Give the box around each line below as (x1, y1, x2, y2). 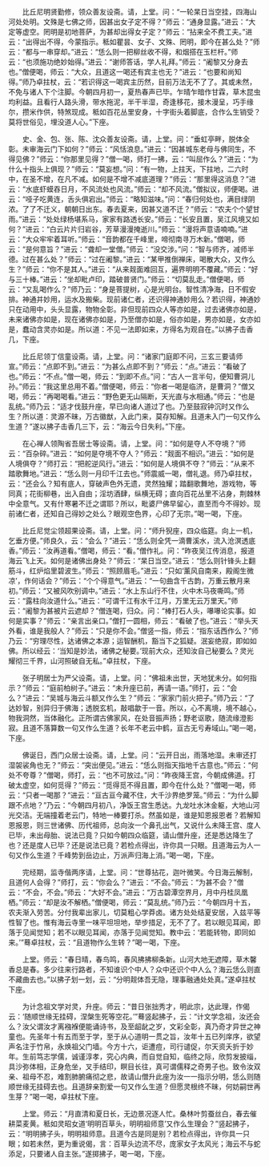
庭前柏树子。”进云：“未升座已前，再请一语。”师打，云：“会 (49, 684, 238, 692)
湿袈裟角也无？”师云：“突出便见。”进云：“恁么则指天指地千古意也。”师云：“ (8, 761, 251, 769)
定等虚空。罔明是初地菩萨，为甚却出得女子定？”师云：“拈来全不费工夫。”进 (8, 27, 253, 36)
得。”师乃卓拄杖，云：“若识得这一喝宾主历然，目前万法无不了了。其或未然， (8, 77, 257, 87)
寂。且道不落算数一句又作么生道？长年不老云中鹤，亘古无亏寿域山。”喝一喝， (8, 724, 261, 732)
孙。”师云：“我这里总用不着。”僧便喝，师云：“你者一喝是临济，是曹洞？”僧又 (8, 381, 255, 391)
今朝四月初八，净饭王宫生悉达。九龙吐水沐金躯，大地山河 (70, 801, 260, 809)
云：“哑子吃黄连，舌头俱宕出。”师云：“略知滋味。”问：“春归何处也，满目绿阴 (8, 195, 255, 204)
